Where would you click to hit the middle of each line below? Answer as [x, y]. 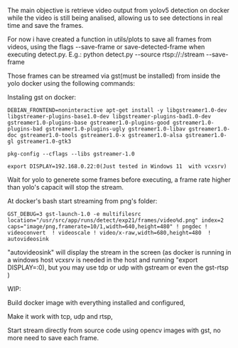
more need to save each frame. [53, 338]
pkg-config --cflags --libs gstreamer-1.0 [71, 154]
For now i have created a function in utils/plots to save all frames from [109, 39]
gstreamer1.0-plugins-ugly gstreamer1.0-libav [115, 129]
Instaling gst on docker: [42, 97]
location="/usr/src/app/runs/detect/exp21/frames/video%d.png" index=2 [115, 220]
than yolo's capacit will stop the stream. [66, 187]
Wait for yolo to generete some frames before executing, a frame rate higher [119, 180]
